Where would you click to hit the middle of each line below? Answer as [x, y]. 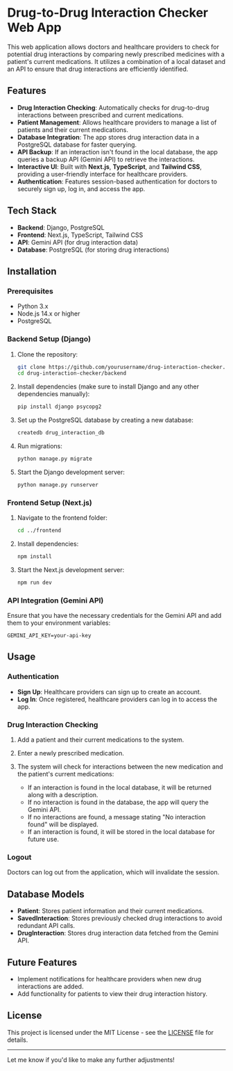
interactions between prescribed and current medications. [100, 115]
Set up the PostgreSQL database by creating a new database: [105, 420]
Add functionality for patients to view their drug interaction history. [112, 994]
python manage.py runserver [58, 484]
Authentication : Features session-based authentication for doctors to [117, 181]
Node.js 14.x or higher [49, 313]
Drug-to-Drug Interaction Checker [108, 13]
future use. [43, 839]
